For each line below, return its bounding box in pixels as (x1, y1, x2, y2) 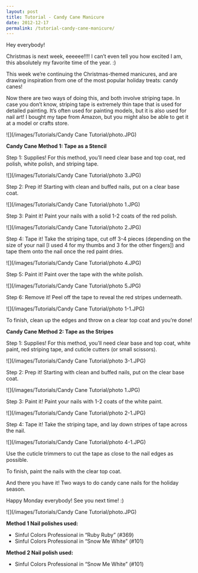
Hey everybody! (6, 41, 46, 48)
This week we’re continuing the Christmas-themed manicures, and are (6, 70, 177, 77)
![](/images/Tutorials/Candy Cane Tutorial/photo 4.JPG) (6, 260, 142, 267)
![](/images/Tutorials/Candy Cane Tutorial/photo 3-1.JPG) (6, 357, 146, 364)
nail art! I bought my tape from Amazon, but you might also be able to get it (6, 114, 189, 121)
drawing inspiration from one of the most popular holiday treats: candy (6, 77, 178, 84)
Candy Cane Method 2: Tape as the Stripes (6, 328, 114, 335)
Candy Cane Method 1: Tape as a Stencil (6, 143, 107, 150)
